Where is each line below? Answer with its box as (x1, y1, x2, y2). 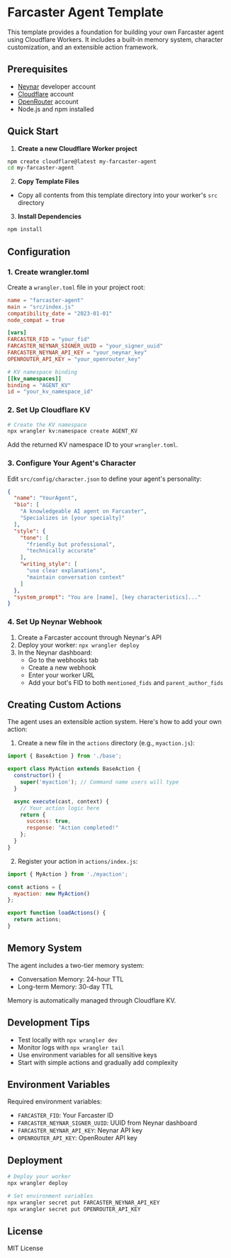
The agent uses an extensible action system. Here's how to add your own (7, 718, 222, 726)
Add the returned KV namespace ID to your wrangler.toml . (7, 440, 179, 449)
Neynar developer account (17, 82, 96, 91)
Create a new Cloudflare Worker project (17, 144, 137, 152)
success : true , (26, 818, 72, 825)
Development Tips (7, 1017, 90, 1029)
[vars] (7, 329, 27, 337)
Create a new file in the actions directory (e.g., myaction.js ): (17, 739, 195, 747)
